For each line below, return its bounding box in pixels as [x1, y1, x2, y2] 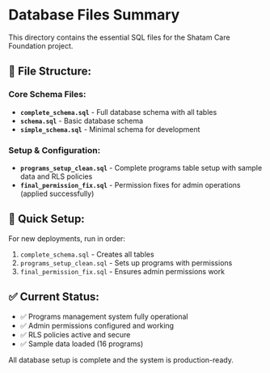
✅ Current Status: [8, 290, 99, 304]
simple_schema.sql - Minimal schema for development [19, 124, 200, 134]
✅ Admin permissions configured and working [19, 320, 175, 330]
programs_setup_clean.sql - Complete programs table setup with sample [19, 163, 263, 172]
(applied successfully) [19, 189, 95, 198]
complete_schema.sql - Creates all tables [19, 249, 155, 259]
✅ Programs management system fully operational [19, 312, 188, 321]
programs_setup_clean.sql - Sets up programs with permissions [19, 257, 233, 268]
